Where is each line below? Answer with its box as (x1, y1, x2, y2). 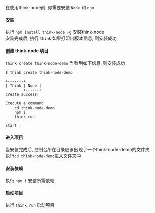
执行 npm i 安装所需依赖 (5, 177, 54, 183)
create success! (5, 92, 39, 97)
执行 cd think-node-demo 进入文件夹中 (5, 153, 82, 159)
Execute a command (5, 101, 44, 106)
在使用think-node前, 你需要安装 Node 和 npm (5, 5, 94, 10)
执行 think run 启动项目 (5, 202, 55, 208)
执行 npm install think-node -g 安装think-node (5, 29, 105, 35)
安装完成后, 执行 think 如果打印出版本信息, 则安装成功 (5, 35, 117, 41)
